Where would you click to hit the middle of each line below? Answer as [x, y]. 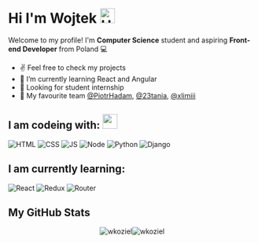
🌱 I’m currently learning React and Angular [88, 79]
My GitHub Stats [49, 212]
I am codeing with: [54, 125]
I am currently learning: [67, 169]
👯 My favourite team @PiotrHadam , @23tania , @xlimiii [107, 95]
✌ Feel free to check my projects [72, 68]
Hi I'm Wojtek [52, 18]
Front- [240, 40]
